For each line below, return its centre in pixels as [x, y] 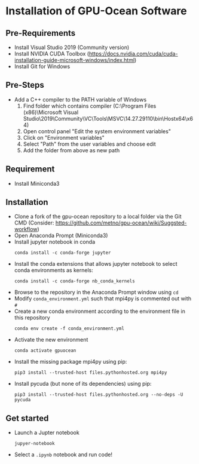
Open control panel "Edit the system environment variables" [97, 131]
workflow [26, 229]
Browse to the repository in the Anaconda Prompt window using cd [96, 292]
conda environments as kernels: [53, 271]
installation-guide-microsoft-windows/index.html [74, 60]
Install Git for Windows [42, 66]
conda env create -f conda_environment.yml [69, 329]
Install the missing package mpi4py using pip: [71, 362]
